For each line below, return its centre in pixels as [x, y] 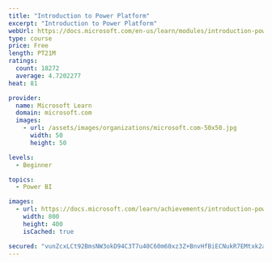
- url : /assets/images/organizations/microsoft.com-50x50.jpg [130, 128]
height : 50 [48, 143]
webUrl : [21, 31]
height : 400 [43, 224]
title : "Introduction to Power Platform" [79, 16]
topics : [21, 180]
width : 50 [46, 136]
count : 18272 [38, 69]
